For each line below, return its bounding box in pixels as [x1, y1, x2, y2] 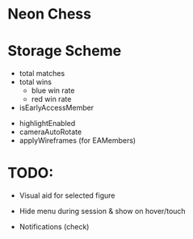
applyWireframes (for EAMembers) [19, 136, 136, 145]
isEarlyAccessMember [19, 103, 94, 113]
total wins [19, 78, 52, 87]
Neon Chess [7, 5, 92, 23]
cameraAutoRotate [19, 127, 82, 137]
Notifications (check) [19, 222, 90, 232]
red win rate [31, 94, 72, 104]
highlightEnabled [19, 119, 76, 128]
